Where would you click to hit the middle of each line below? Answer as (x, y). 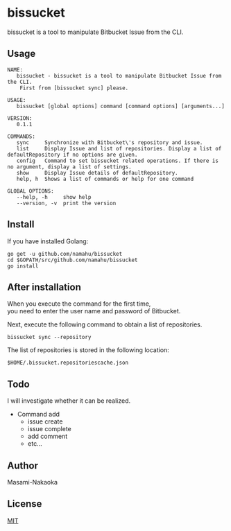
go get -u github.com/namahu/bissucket (65, 254)
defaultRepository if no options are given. (72, 155)
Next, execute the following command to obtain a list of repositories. (105, 324)
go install (23, 266)
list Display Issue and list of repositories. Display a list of (119, 148)
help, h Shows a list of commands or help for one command (105, 179)
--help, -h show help (54, 197)
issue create (45, 421)
